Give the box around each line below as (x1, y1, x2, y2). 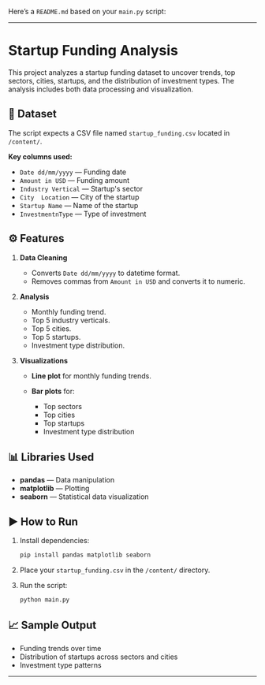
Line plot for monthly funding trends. (31, 370, 151, 381)
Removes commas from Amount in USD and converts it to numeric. (31, 276, 246, 286)
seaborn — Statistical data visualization (19, 492, 149, 501)
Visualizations (19, 356, 69, 365)
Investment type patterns (19, 660, 102, 669)
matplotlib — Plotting (19, 484, 90, 493)
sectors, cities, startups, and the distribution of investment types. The (8, 76, 235, 85)
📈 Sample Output (8, 619, 97, 632)
